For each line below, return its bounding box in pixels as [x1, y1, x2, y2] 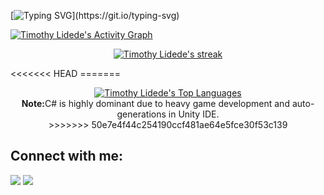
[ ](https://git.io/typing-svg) [10, 10, 180, 21]
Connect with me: [10, 148, 124, 165]
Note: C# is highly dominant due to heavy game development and [21, 98, 290, 109]
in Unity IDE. [168, 108, 220, 120]
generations [116, 108, 167, 120]
